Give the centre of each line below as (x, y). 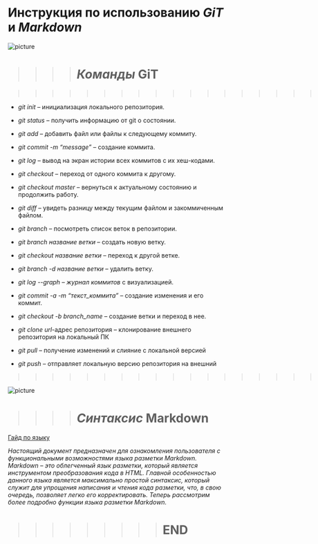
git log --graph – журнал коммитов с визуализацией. (95, 282)
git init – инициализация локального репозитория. (91, 107)
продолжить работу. (48, 194)
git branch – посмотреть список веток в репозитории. (97, 229)
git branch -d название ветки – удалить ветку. (86, 269)
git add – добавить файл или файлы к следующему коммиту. (107, 133)
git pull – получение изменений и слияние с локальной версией (112, 350)
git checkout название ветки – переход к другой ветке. (99, 255)
